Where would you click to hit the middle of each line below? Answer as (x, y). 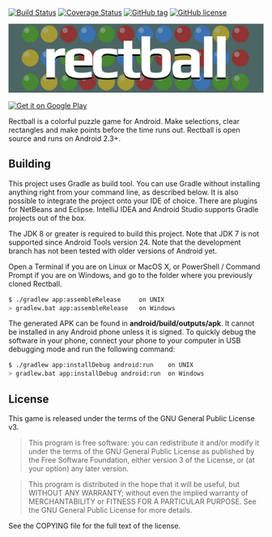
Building (30, 164)
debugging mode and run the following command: (92, 349)
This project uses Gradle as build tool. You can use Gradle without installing (134, 183)
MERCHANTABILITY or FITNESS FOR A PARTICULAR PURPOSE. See (142, 501)
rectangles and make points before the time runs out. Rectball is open (124, 130)
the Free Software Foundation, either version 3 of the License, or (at (141, 460)
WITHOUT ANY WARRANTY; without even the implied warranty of (138, 492)
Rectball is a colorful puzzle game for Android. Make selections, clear (124, 121)
